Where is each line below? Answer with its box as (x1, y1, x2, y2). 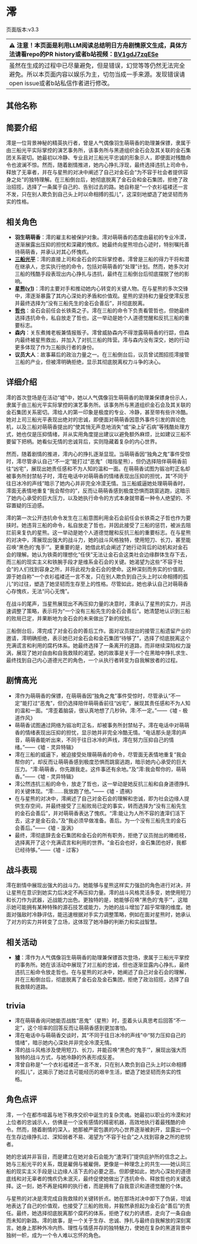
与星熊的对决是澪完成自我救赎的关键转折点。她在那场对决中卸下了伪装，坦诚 (6, 1195, 191, 1202)
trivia (6, 1000, 26, 1010)
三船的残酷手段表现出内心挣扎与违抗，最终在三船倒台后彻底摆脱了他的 (14, 270, 185, 277)
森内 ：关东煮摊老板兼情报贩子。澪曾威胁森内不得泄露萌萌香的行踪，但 (14, 329, 185, 336)
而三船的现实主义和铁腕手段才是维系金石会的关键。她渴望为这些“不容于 (6, 558, 178, 565)
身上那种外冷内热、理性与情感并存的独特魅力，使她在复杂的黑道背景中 (21, 1224, 191, 1231)
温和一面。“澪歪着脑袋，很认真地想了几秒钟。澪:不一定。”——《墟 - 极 (19, 707, 188, 714)
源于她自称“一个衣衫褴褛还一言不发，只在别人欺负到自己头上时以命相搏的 (6, 573, 184, 580)
